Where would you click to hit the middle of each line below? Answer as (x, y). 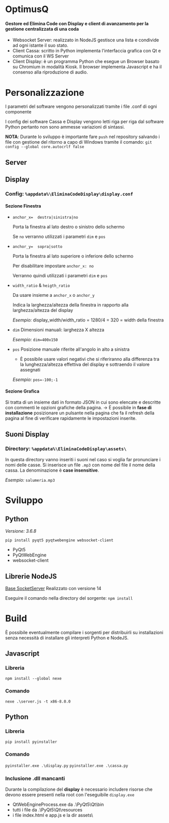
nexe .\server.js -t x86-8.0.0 (38, 702)
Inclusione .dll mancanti (35, 778)
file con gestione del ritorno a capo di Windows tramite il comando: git (79, 142)
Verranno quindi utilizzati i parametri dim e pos (60, 276)
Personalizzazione (45, 92)
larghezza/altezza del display (43, 310)
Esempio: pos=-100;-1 (35, 379)
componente (18, 112)
